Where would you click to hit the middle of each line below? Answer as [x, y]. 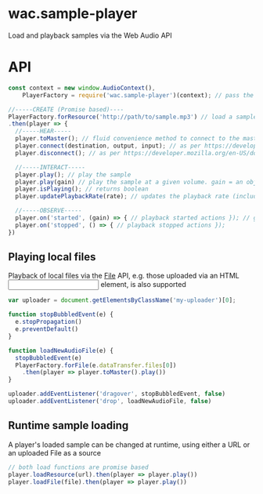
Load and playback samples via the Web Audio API [90, 35]
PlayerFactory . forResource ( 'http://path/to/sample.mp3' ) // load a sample [133, 117]
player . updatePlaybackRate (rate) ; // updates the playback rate [122, 197]
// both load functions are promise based [78, 467]
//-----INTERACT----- [50, 167]
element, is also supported [143, 285]
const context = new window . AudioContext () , [82, 88]
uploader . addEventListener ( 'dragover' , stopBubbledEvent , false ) [117, 394]
